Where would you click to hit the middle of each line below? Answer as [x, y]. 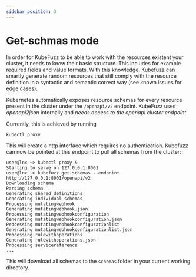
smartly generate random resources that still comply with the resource [91, 76]
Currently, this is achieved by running [52, 124]
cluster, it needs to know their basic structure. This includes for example [94, 63]
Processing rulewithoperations [44, 235]
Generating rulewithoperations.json [51, 240]
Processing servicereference [42, 245]
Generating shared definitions [44, 193]
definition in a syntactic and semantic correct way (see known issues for [94, 82]
